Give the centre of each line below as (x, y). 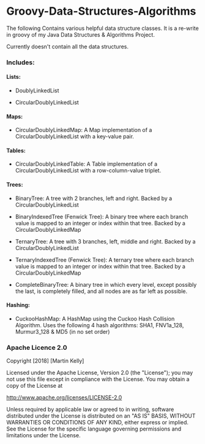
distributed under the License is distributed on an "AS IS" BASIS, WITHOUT (101, 416)
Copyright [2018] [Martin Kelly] (45, 361)
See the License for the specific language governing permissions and (94, 429)
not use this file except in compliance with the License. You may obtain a (98, 379)
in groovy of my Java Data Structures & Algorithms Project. (80, 34)
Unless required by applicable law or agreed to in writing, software (90, 409)
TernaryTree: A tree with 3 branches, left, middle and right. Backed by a (105, 241)
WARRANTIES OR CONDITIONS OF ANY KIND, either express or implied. (97, 423)
